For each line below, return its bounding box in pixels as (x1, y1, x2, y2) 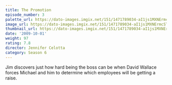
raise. (5, 75, 17, 81)
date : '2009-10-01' (5, 31, 47, 36)
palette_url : (5, 17, 33, 22)
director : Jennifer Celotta (5, 45, 66, 50)
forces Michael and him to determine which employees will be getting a (5, 69, 156, 75)
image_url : (5, 21, 29, 27)
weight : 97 (5, 36, 29, 41)
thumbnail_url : (5, 26, 38, 32)
